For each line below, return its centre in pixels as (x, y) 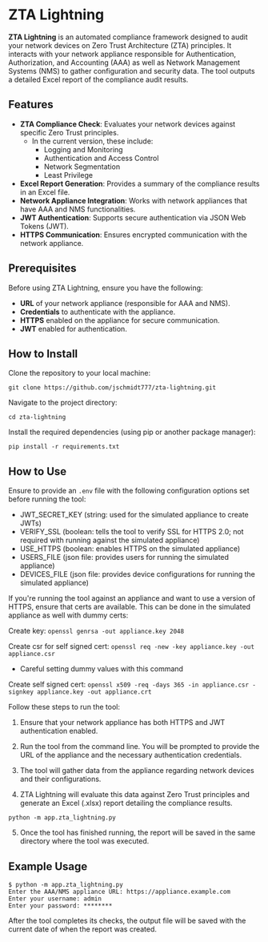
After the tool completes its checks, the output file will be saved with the (127, 920)
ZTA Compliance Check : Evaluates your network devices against (128, 124)
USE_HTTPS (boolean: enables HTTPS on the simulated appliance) (130, 549)
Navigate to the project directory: (63, 403)
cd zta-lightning (37, 417)
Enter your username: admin (55, 899)
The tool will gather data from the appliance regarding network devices (137, 771)
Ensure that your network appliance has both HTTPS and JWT (122, 723)
